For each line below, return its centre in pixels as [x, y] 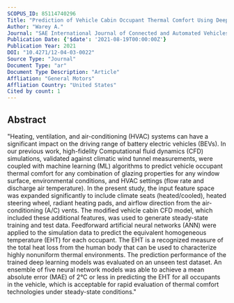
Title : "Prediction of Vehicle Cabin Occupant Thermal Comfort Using [110, 20]
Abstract [27, 119]
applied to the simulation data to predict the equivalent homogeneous [107, 232]
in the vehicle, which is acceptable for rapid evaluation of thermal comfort [113, 284]
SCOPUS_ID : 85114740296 [42, 14]
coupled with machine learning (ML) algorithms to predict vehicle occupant [115, 166]
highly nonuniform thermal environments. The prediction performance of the [117, 254]
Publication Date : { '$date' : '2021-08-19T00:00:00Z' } [87, 40]
